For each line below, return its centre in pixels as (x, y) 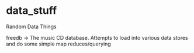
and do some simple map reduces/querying (58, 44)
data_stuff (32, 11)
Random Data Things (31, 26)
